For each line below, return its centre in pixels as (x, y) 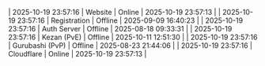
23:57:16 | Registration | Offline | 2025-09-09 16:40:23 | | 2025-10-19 (130, 20)
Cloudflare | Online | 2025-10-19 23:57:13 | (78, 54)
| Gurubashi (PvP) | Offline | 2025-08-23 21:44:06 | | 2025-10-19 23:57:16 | (131, 46)
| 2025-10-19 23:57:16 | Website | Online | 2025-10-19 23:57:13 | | (115, 12)
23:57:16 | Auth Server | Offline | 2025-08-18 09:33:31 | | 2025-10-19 (120, 29)
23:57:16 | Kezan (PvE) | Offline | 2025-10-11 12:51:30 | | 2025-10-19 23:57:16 (133, 37)
